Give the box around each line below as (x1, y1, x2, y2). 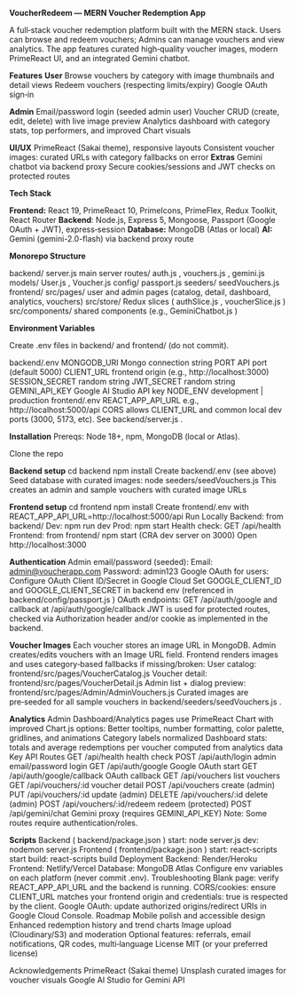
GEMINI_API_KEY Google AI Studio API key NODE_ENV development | (9, 386, 264, 396)
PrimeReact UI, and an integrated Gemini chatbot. (9, 53, 191, 63)
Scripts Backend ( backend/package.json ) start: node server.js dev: (9, 835, 259, 845)
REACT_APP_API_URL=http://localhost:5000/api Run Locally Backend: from (9, 511, 284, 521)
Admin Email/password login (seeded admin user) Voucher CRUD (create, (9, 107, 280, 116)
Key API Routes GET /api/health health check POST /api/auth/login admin (9, 751, 277, 762)
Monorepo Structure (9, 250, 86, 261)
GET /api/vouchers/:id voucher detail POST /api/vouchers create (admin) (9, 780, 276, 790)
